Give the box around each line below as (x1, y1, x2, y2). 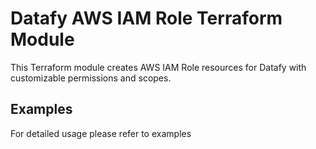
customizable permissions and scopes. (10, 72, 172, 84)
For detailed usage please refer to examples (10, 127, 192, 139)
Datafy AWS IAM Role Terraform (10, 7, 283, 30)
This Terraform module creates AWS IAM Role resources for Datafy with (10, 61, 307, 73)
